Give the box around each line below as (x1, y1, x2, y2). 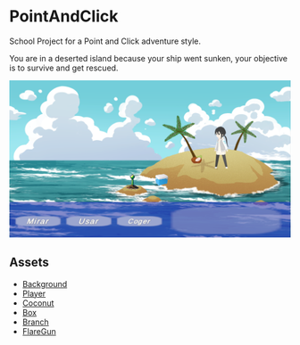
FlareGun (21, 325, 56, 336)
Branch (21, 316, 49, 327)
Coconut (21, 297, 54, 308)
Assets (9, 255, 49, 270)
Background (21, 278, 68, 289)
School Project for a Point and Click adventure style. (9, 36, 201, 46)
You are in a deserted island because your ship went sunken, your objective (9, 53, 288, 63)
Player (21, 288, 46, 299)
